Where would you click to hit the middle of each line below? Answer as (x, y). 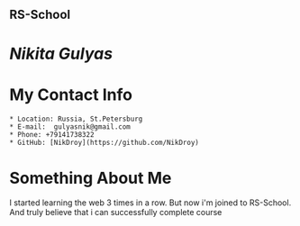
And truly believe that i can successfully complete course (116, 212)
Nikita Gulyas (61, 54)
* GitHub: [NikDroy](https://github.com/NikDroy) (105, 142)
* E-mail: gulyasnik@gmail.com (70, 127)
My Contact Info (71, 95)
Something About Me (91, 178)
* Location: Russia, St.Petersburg (76, 119)
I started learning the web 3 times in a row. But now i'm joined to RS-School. (150, 203)
